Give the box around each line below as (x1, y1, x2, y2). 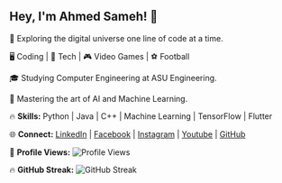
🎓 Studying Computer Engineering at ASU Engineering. (9, 72, 218, 83)
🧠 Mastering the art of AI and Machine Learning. (9, 93, 188, 104)
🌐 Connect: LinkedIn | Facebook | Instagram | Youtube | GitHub (9, 128, 246, 140)
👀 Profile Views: (9, 146, 70, 158)
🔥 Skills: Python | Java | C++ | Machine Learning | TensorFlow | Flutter (9, 110, 273, 122)
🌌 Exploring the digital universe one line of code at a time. (9, 32, 223, 43)
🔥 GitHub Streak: (9, 164, 75, 175)
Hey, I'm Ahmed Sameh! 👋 (9, 9, 159, 24)
